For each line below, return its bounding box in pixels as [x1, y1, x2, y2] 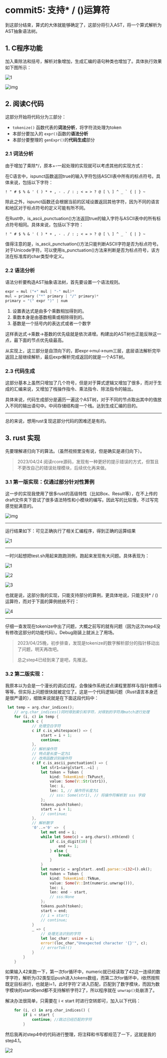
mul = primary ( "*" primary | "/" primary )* [5, 294, 99, 299]
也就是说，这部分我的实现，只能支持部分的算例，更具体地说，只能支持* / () [5, 592, 159, 598]
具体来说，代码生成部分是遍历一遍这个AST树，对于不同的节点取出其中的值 [5, 397, 158, 403]
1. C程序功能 [5, 44, 43, 53]
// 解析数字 [31, 820, 54, 825]
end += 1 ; [58, 843, 79, 849]
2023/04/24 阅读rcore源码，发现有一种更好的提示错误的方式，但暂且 [17, 458, 159, 465]
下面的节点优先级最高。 [18, 337, 66, 343]
